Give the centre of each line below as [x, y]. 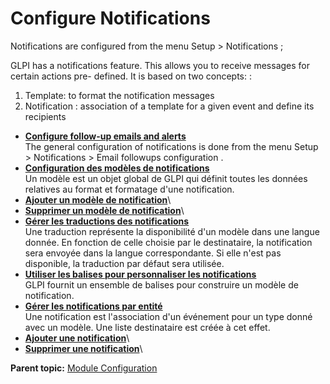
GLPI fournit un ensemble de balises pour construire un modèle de [161, 284]
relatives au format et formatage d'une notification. [129, 189]
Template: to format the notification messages [119, 95]
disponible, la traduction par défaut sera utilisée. [124, 263]
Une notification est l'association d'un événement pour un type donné [168, 316]
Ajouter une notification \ [77, 338]
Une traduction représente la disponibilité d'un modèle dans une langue [172, 231]
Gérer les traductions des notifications [107, 221]
